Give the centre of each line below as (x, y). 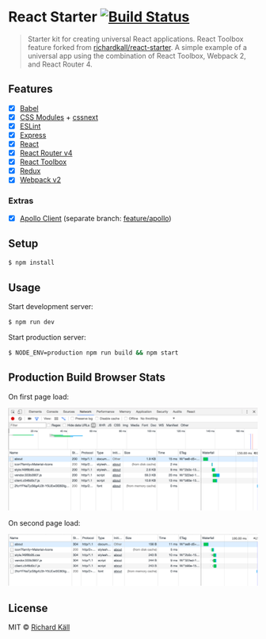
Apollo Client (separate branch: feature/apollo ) (95, 218)
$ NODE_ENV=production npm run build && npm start (93, 353)
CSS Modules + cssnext (59, 117)
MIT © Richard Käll (39, 627)
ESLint (30, 126)
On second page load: (44, 523)
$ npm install (32, 263)
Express (33, 135)
